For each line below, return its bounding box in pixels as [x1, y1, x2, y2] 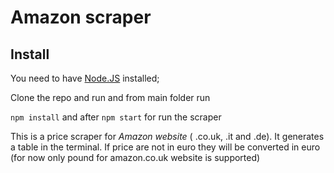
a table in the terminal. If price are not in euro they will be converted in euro [10, 141, 321, 153]
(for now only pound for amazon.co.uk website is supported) [10, 152, 261, 163]
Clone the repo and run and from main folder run [10, 92, 211, 103]
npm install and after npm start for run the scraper [10, 111, 222, 123]
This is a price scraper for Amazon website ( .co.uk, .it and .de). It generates [10, 131, 325, 142]
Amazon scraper [10, 6, 152, 29]
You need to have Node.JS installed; [10, 72, 160, 84]
